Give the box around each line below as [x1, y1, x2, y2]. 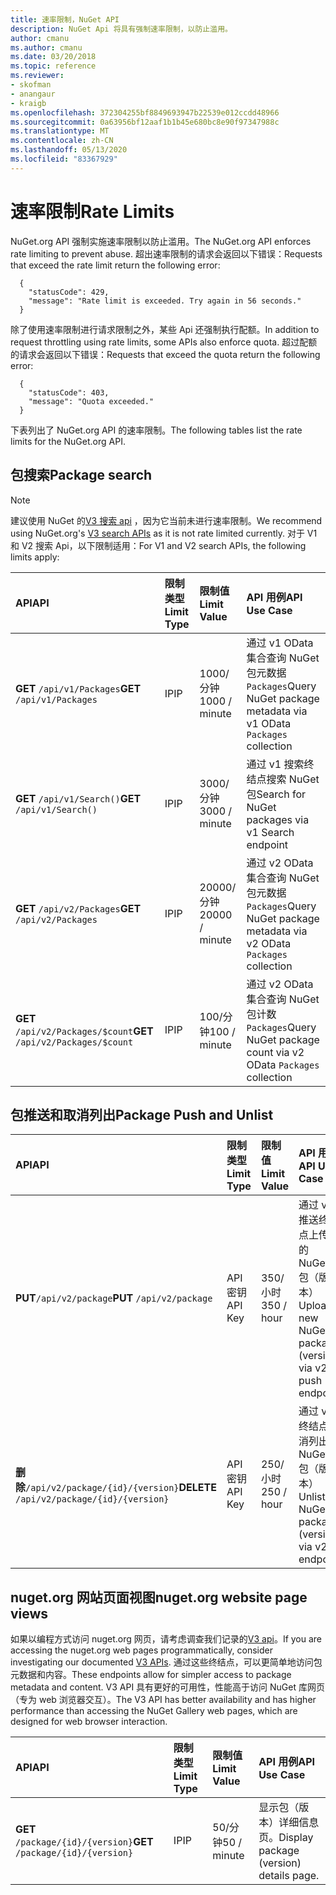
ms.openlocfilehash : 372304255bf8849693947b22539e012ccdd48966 [10, 107, 280, 118]
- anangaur [10, 89, 56, 99]
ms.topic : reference [10, 61, 97, 71]
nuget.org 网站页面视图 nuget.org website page [10, 1589, 308, 1606]
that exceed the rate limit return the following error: [10, 259, 221, 271]
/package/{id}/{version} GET [15, 1835, 154, 1849]
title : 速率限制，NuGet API [10, 14, 120, 25]
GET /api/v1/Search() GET [15, 791, 142, 805]
